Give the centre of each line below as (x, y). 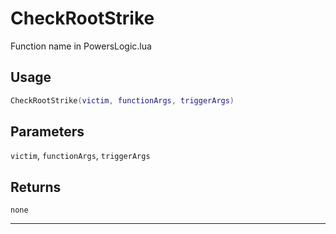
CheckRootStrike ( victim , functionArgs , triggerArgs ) (122, 100)
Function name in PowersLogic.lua (81, 46)
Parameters (47, 132)
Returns (36, 187)
